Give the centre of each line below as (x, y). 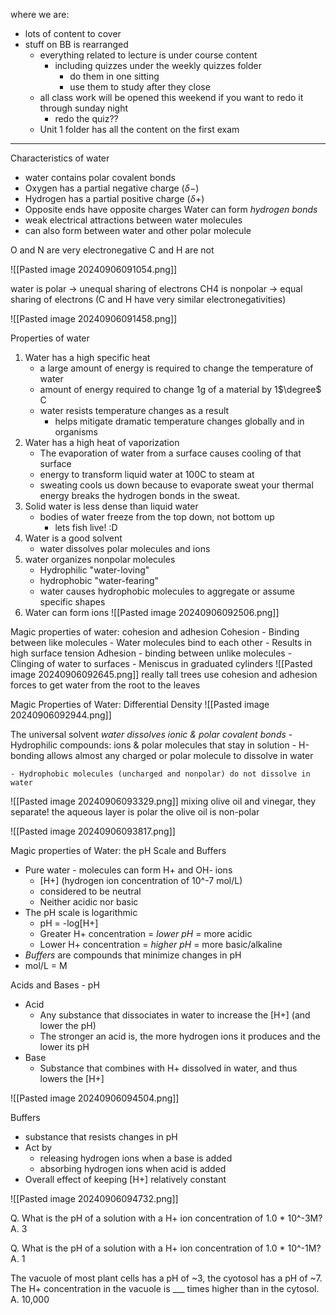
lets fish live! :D (86, 527)
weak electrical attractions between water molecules (133, 220)
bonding (27, 755)
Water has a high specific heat (87, 357)
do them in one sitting (114, 76)
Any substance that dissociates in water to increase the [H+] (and (175, 1015)
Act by (38, 1147)
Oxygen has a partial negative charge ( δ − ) (112, 188)
